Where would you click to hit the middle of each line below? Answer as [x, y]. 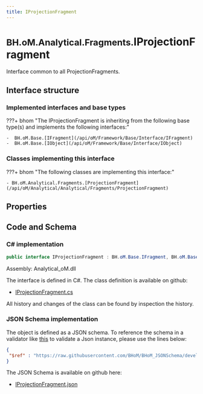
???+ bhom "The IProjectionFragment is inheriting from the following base [98, 121]
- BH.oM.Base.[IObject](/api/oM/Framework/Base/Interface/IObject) [94, 144]
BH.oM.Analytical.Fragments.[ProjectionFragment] [75, 183]
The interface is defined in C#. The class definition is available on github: [97, 280]
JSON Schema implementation [52, 319]
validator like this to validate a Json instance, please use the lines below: [97, 338]
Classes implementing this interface [60, 159]
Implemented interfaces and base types [66, 108]
